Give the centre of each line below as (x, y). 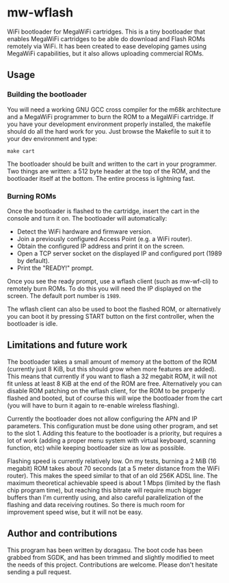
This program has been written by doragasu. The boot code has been (105, 550)
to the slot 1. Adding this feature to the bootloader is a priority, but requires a (114, 433)
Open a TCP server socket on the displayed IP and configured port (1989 (119, 253)
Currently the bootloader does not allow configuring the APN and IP (102, 419)
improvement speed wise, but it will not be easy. (75, 512)
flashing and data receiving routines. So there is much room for (96, 504)
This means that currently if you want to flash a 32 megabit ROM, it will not (112, 376)
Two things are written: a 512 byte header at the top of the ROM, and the (109, 171)
